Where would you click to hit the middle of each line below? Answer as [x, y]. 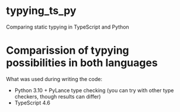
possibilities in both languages [82, 63]
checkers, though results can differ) [58, 96]
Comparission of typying [68, 50]
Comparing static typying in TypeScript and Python [68, 27]
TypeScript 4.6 [32, 103]
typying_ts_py [41, 11]
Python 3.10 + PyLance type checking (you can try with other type [94, 90]
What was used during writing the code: [54, 79]
